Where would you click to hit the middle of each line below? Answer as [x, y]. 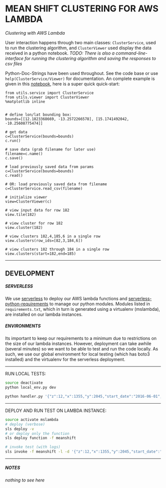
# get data [16, 132]
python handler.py [24, 397]
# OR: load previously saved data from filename [56, 184]
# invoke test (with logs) [33, 447]
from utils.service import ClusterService [49, 93]
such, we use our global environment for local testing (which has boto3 [78, 354]
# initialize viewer [26, 197]
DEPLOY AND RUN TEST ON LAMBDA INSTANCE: [56, 411]
